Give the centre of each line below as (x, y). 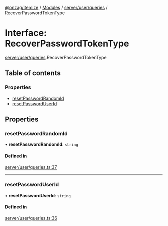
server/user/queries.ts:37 (31, 167)
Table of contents (33, 73)
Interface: (26, 33)
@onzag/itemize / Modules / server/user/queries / (57, 7)
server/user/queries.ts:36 (31, 218)
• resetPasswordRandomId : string (42, 144)
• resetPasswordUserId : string (38, 195)
